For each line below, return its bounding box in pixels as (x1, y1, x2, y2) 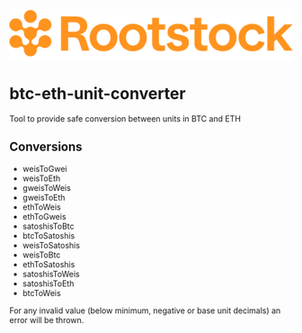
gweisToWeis (22, 182, 72, 193)
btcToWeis (22, 287, 61, 298)
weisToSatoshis (22, 239, 81, 250)
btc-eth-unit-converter (9, 84, 186, 104)
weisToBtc (22, 249, 61, 260)
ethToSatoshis (22, 258, 75, 269)
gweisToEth (22, 192, 66, 202)
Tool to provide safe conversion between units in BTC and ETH (9, 112, 241, 124)
